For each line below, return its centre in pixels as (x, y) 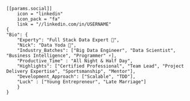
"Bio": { (17, 35)
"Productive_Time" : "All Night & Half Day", (75, 61)
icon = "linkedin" (40, 14)
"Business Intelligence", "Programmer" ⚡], (62, 56)
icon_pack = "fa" (39, 19)
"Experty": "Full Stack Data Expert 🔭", (68, 40)
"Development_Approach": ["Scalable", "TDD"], (76, 76)
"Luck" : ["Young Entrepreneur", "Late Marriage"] (82, 82)
